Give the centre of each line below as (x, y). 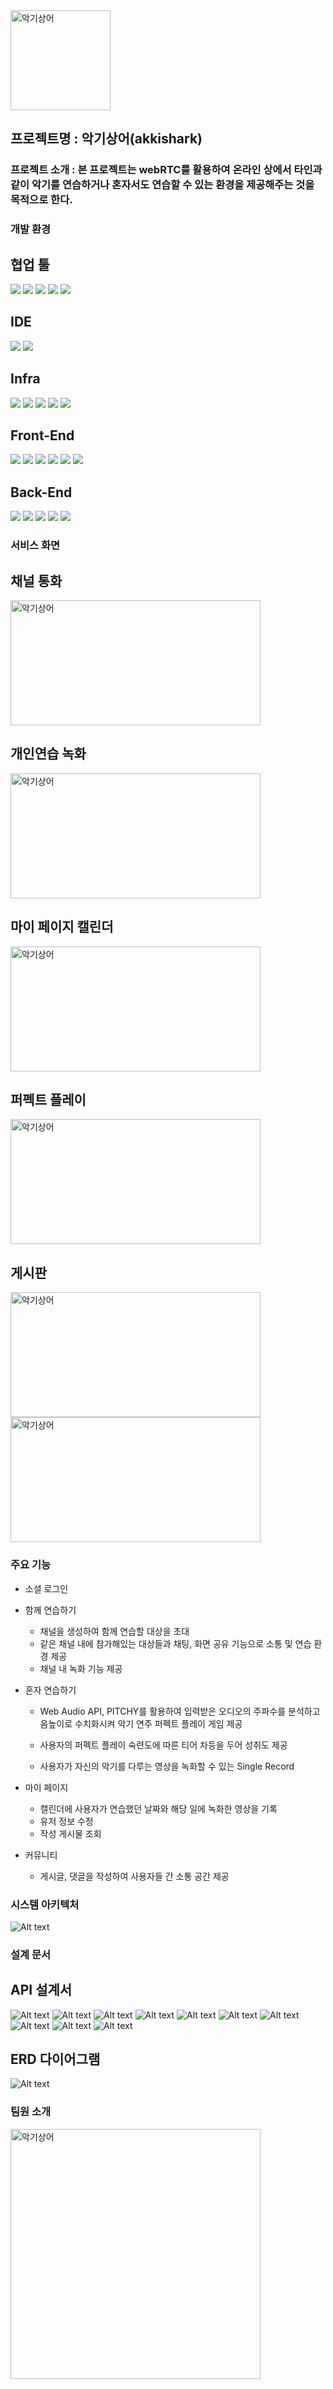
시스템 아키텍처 (45, 1904)
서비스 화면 (35, 546)
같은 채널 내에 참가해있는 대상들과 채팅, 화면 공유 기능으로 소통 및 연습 (175, 1643)
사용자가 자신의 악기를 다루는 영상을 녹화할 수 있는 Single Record (167, 1766)
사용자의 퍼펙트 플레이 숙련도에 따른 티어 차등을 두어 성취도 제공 (163, 1745)
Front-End (42, 435)
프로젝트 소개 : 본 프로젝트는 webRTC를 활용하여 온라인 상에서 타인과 (166, 170)
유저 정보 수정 (66, 1821)
